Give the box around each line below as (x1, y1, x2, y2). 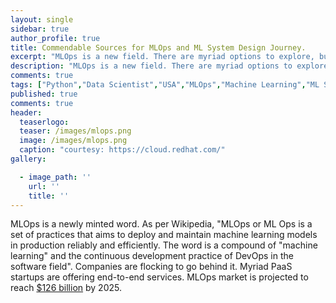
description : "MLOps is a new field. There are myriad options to (10, 61, 293, 71)
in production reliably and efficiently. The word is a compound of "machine (10, 239, 318, 251)
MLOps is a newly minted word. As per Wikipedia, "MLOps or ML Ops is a (10, 218, 313, 230)
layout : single (10, 14, 74, 25)
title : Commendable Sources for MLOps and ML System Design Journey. (10, 42, 307, 53)
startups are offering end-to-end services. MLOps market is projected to (10, 271, 309, 283)
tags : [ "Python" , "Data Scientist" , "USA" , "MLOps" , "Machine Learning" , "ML (10, 80, 320, 90)
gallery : (10, 154, 47, 164)
